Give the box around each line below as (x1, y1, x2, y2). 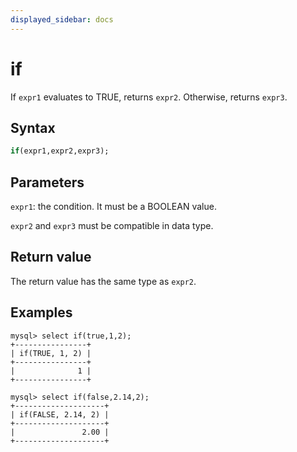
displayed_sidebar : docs (10, 14, 114, 25)
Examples (10, 304, 73, 321)
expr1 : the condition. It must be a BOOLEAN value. (10, 201, 217, 213)
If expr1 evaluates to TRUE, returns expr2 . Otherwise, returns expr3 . (10, 91, 288, 103)
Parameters (10, 174, 85, 191)
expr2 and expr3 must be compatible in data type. (10, 220, 214, 232)
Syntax (10, 119, 56, 136)
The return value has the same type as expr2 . (10, 275, 197, 287)
